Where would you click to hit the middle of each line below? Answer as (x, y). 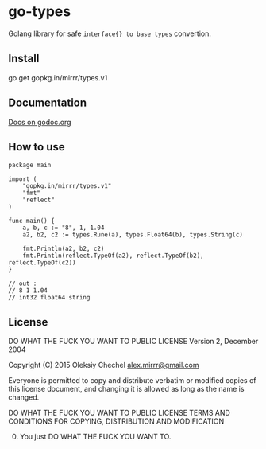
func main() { (32, 221)
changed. (24, 397)
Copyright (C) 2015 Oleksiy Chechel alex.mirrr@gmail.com (104, 365)
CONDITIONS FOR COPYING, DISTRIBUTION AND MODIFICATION (116, 421)
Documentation (48, 103)
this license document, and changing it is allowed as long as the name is (126, 389)
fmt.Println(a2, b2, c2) (64, 249)
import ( (23, 179)
